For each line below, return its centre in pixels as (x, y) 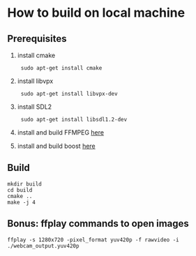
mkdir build (24, 184)
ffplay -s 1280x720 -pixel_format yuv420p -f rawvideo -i (93, 240)
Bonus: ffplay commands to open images (98, 224)
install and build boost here (56, 146)
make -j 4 (22, 202)
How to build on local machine (96, 13)
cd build (20, 190)
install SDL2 (35, 107)
